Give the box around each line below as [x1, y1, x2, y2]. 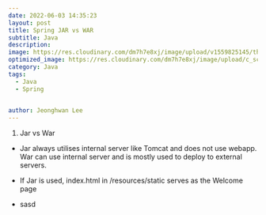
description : [8, 41, 51, 49]
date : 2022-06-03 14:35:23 [8, 11, 97, 20]
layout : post [8, 19, 51, 27]
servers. [19, 160, 47, 170]
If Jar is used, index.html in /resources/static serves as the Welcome [19, 175, 244, 186]
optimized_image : [8, 56, 66, 64]
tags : [8, 70, 26, 78]
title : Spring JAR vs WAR [8, 26, 93, 34]
